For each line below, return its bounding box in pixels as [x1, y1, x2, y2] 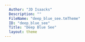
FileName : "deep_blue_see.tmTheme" [9, 16, 81, 21]
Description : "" [9, 12, 42, 16]
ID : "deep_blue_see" [9, 20, 50, 26]
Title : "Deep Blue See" [9, 25, 57, 30]
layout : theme [9, 29, 37, 34]
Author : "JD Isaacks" [9, 7, 53, 12]
